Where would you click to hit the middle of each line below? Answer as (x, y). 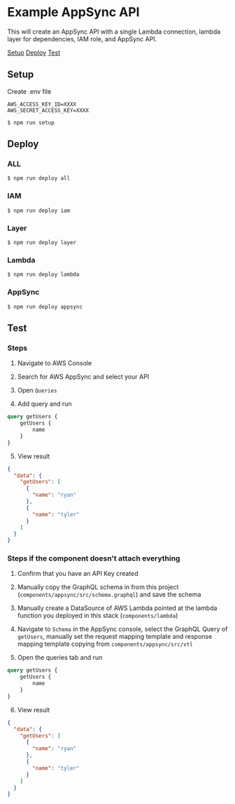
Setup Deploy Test (34, 52)
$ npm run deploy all (39, 178)
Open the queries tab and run (60, 658)
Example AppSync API (73, 12)
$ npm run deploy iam (39, 211)
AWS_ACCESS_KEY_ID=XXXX (42, 104)
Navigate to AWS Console (55, 363)
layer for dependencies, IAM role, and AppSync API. (82, 38)
